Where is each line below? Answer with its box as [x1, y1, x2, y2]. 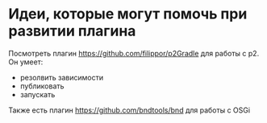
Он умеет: [8, 57, 44, 67]
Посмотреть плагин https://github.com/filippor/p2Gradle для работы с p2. [8, 48, 260, 58]
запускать [19, 89, 56, 99]
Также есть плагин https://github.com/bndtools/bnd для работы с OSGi [8, 105, 251, 115]
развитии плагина [8, 22, 136, 40]
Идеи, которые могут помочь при [8, 5, 248, 23]
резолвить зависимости [19, 72, 104, 82]
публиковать [19, 81, 65, 91]
